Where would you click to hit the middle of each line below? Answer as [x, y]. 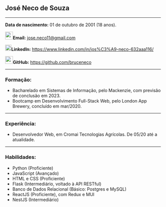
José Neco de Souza [37, 8]
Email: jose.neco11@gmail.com [44, 38]
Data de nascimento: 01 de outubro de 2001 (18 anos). [61, 25]
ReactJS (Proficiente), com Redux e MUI [53, 194]
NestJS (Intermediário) [36, 200]
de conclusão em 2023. [36, 96]
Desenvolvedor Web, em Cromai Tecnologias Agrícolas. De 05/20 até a [85, 134]
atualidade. [24, 140]
